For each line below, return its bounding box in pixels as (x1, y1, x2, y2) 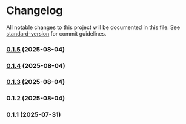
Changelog (6, 4, 63, 18)
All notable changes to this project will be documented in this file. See (6, 24, 181, 31)
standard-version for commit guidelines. (6, 30, 107, 37)
